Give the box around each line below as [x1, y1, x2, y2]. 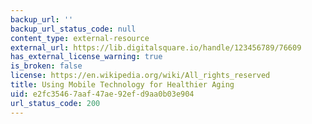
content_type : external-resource [10, 33, 150, 43]
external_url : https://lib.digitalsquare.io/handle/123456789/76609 [10, 42, 302, 53]
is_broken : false [10, 61, 83, 71]
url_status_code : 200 [10, 98, 101, 108]
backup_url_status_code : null [10, 24, 137, 34]
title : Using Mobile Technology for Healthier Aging [10, 80, 235, 90]
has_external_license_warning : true [10, 52, 163, 62]
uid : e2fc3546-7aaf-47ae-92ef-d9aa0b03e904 [10, 89, 195, 99]
